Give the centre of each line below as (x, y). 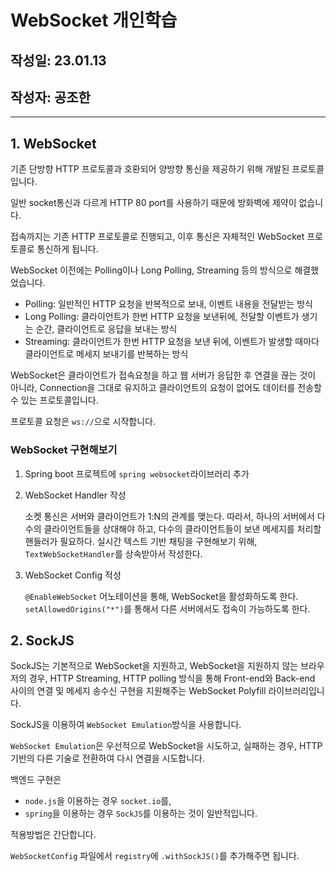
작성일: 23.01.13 (58, 60)
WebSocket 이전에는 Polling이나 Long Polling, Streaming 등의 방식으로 (151, 270)
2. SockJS (42, 640)
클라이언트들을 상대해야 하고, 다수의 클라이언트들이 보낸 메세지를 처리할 (182, 528)
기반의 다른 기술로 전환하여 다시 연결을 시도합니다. (108, 758)
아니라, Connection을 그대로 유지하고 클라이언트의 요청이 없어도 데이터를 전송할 (166, 388)
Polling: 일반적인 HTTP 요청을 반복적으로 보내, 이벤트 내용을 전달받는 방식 (168, 304)
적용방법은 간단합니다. (53, 835)
